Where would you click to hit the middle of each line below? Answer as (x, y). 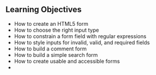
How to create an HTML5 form (51, 23)
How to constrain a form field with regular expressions (80, 36)
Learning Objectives (44, 10)
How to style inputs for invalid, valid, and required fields (82, 42)
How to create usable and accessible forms (67, 61)
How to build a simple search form (56, 54)
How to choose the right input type (56, 30)
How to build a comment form (50, 49)
